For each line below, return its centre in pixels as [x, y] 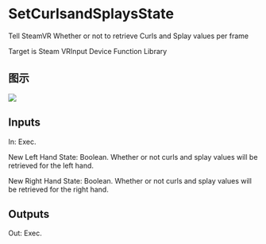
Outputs [29, 214]
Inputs [25, 123]
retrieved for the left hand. [51, 165]
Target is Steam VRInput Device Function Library [88, 51]
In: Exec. [22, 141]
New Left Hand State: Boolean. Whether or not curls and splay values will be [133, 157]
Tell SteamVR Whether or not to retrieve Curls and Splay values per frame [129, 36]
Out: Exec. [25, 233]
